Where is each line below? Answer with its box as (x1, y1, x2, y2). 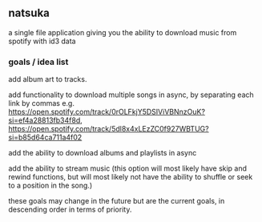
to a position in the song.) (8, 180, 93, 191)
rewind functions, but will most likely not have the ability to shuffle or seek (8, 172, 253, 182)
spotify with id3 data (8, 36, 76, 46)
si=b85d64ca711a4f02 (8, 132, 83, 143)
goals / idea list (8, 56, 69, 67)
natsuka (8, 6, 50, 20)
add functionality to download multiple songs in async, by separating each (8, 90, 254, 99)
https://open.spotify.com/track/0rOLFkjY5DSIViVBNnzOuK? (8, 107, 206, 117)
